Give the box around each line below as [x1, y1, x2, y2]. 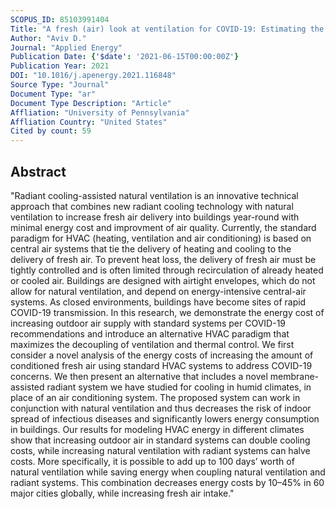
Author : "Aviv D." [10, 33, 87, 43]
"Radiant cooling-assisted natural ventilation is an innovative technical [10, 189, 299, 201]
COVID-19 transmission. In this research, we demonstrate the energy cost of [10, 306, 325, 318]
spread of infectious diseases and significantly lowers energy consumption [10, 412, 320, 425]
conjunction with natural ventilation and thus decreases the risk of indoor [10, 402, 312, 414]
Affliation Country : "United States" [10, 117, 168, 127]
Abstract [10, 163, 67, 180]
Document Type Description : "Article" [10, 98, 172, 108]
